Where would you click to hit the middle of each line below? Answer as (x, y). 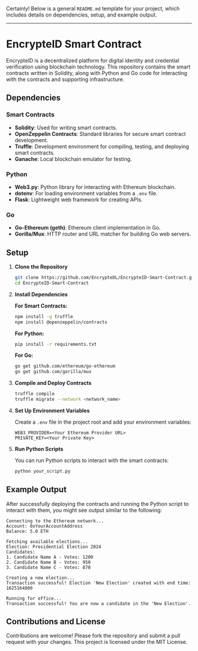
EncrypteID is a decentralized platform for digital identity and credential (93, 60)
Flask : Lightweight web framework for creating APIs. (79, 199)
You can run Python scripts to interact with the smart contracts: (92, 460)
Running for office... (34, 598)
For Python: (29, 333)
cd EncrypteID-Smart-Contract (52, 283)
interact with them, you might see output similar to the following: (84, 510)
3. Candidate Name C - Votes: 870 (49, 567)
